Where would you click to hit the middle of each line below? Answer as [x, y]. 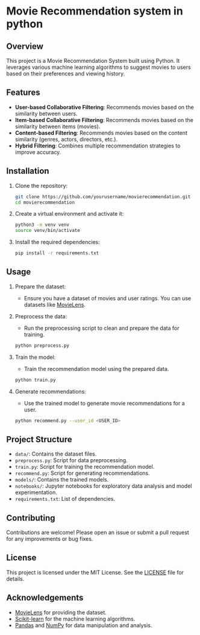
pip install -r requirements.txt [57, 253]
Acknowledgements [45, 598]
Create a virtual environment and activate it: [69, 214]
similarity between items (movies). [58, 126]
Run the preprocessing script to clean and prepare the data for [102, 328]
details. [15, 579]
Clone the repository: [41, 185]
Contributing [31, 518]
